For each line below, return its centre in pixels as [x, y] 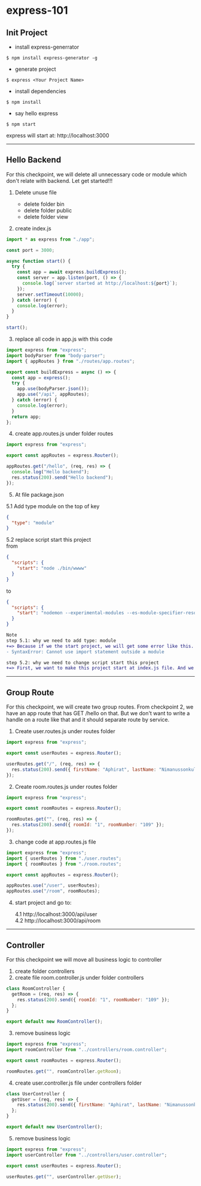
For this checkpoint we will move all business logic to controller [84, 959]
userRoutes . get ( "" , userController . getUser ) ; [64, 1176]
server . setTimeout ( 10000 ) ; [51, 295]
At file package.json [39, 494]
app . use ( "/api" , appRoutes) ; [53, 394]
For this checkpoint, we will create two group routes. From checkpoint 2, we [100, 707]
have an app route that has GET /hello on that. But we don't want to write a [98, 713]
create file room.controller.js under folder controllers [79, 977]
